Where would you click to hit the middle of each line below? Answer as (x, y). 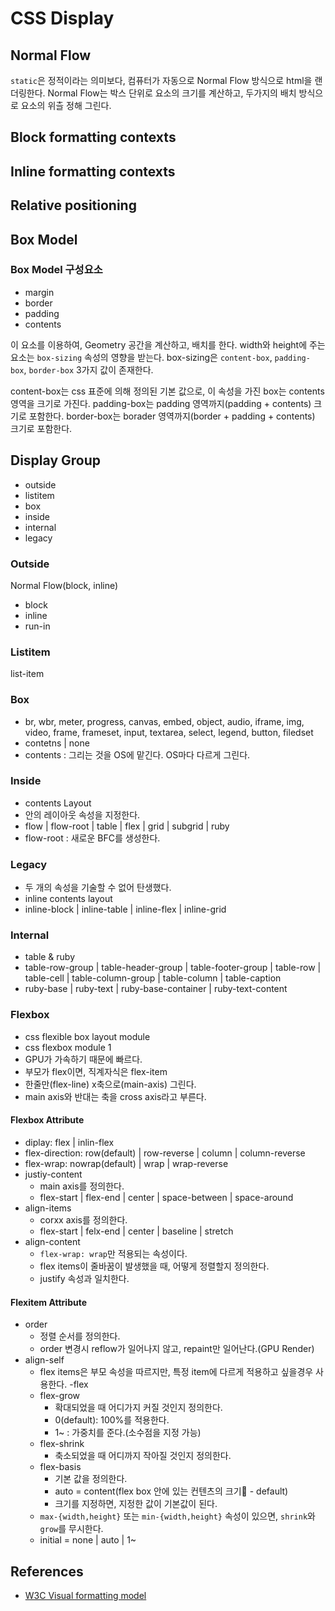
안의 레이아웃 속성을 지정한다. (82, 814)
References (47, 1571)
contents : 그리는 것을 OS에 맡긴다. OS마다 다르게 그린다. (137, 754)
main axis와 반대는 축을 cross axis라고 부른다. (115, 1096)
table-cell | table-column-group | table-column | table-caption (153, 978)
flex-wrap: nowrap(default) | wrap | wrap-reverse (126, 1163)
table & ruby (50, 957)
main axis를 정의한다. (82, 1186)
